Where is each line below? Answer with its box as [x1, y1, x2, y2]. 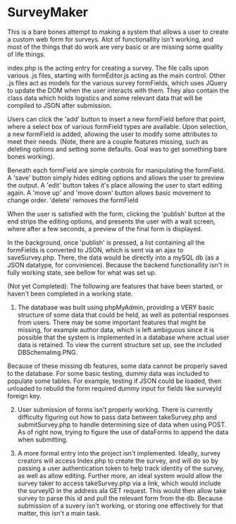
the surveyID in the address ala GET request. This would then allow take [17, 486, 227, 494]
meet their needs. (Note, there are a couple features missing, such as [7, 137, 209, 145]
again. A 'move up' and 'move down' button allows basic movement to [7, 188, 211, 197]
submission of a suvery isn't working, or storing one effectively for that [17, 501, 223, 510]
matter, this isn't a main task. [17, 508, 101, 517]
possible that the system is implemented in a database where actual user [17, 333, 230, 341]
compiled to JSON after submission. [7, 101, 112, 109]
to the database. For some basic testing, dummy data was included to [7, 369, 210, 377]
